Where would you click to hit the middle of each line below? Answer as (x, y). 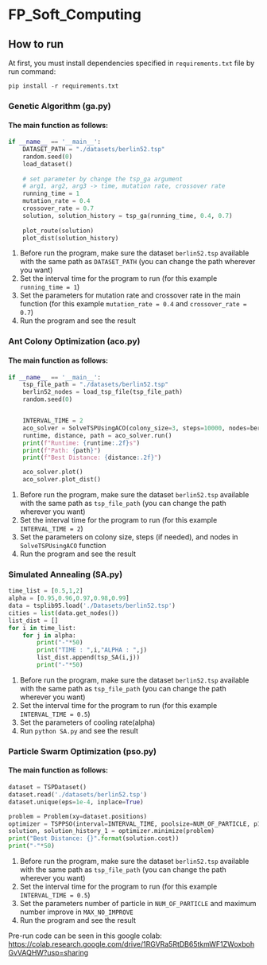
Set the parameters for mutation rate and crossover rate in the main (130, 295)
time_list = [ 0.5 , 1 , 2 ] (46, 591)
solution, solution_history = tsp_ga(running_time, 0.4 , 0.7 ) (128, 216)
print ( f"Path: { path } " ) (62, 450)
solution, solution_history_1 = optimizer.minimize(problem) (112, 831)
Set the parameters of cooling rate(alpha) (87, 722)
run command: (32, 72)
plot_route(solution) (58, 231)
